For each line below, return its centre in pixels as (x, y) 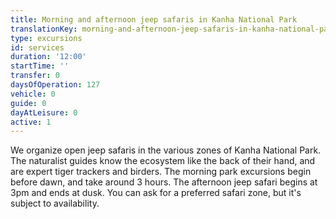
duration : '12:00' (48, 57)
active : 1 (31, 122)
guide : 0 (28, 103)
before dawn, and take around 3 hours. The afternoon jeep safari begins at (164, 182)
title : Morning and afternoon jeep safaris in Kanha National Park (154, 19)
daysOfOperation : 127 (55, 85)
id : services (37, 47)
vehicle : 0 (33, 94)
